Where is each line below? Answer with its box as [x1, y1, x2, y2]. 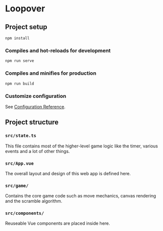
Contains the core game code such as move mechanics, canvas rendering [5, 193, 157, 199]
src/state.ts [5, 133, 37, 139]
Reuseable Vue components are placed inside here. [5, 221, 110, 227]
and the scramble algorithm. [5, 198, 63, 204]
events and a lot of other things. [5, 148, 70, 154]
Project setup [5, 23, 48, 31]
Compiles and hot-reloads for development [5, 47, 111, 54]
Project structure [5, 118, 59, 127]
